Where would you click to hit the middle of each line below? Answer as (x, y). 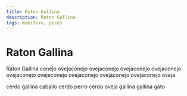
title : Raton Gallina (33, 12)
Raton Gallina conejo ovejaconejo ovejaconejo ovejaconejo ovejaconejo (94, 69)
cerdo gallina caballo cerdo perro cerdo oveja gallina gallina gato (86, 86)
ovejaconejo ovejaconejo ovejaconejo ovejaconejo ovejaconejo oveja (91, 75)
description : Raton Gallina (41, 17)
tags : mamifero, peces (34, 23)
